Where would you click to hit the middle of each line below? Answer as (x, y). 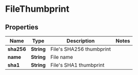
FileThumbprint (37, 9)
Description (81, 41)
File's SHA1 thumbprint (77, 65)
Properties (22, 27)
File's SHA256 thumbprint (81, 49)
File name (62, 57)
